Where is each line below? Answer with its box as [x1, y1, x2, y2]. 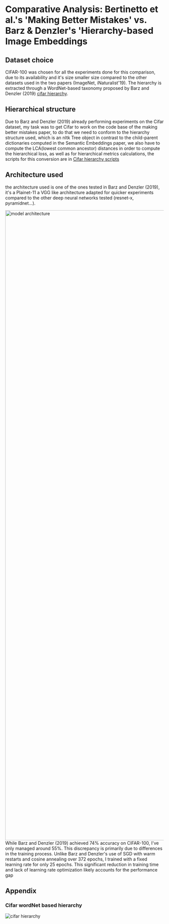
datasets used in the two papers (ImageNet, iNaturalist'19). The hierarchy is [5, 80, 162, 86]
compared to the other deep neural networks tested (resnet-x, [5, 195, 134, 201]
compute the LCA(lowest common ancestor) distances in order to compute [5, 145, 160, 151]
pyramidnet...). [5, 200, 36, 206]
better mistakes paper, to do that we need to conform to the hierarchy [5, 129, 150, 135]
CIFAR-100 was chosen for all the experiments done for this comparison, [5, 69, 156, 75]
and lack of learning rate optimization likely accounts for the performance [5, 867, 157, 873]
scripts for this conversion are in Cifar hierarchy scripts [5, 156, 120, 162]
